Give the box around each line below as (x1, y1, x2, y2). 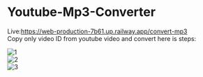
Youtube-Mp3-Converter (7, 4, 156, 20)
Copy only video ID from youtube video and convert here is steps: (7, 34, 197, 42)
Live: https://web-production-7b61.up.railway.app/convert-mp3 (7, 27, 188, 35)
